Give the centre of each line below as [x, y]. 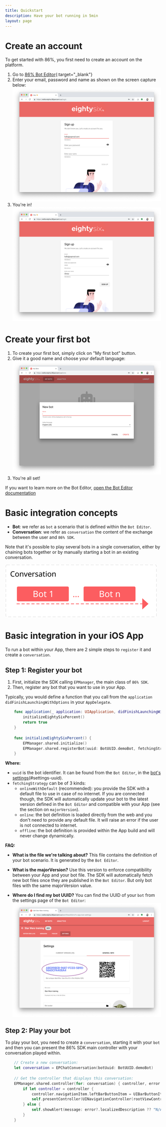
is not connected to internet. [48, 825]
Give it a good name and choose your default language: [69, 358]
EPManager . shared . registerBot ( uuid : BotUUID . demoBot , [79, 748]
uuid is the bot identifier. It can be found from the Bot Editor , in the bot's [86, 773]
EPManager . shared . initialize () [55, 743]
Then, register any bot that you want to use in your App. [69, 687]
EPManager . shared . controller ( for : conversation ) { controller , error [87, 1083]
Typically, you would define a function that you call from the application [79, 697]
